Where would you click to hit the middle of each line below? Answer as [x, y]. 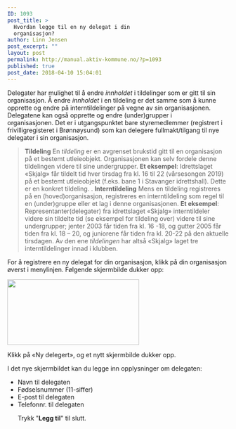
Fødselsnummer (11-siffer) [55, 389]
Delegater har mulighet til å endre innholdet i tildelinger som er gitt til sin [111, 93]
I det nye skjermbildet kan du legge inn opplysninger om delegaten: [105, 368]
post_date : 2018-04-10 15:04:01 [54, 72]
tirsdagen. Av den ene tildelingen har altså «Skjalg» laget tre [111, 241]
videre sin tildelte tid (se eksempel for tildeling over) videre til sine [120, 218]
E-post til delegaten [46, 397]
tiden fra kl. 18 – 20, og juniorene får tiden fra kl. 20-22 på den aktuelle [126, 233]
